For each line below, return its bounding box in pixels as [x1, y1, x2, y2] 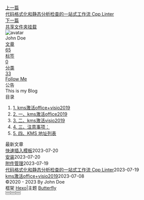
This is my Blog [5, 88, 38, 94]
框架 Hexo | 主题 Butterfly [5, 185, 57, 191]
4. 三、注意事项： [12, 124, 50, 130]
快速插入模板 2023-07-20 [5, 147, 58, 153]
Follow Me [5, 76, 27, 82]
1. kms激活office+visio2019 [12, 105, 71, 110]
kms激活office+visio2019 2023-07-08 [5, 173, 85, 179]
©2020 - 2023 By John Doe [5, 179, 65, 185]
